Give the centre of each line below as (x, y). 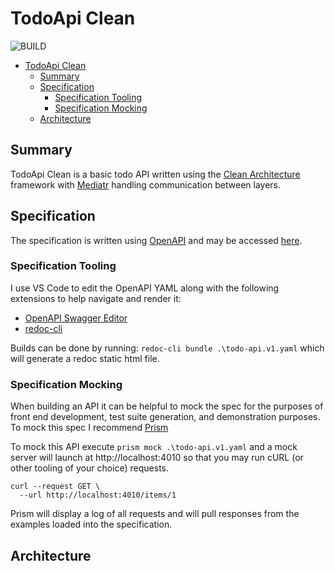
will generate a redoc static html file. (85, 358)
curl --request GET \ (55, 487)
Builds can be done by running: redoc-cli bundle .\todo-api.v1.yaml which (167, 348)
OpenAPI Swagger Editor (76, 318)
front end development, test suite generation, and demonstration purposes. (165, 417)
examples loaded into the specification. (91, 524)
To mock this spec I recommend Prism (89, 428)
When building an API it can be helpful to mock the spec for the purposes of (167, 406)
